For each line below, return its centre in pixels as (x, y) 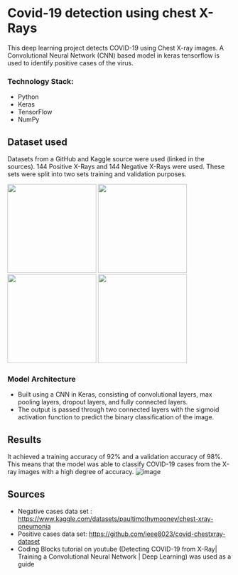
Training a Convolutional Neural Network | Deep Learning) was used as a (124, 557)
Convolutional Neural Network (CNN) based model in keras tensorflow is (114, 55)
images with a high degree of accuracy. (76, 472)
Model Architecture (42, 379)
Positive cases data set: (52, 534)
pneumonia (34, 526)
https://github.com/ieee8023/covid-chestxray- (157, 534)
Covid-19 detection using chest (102, 13)
